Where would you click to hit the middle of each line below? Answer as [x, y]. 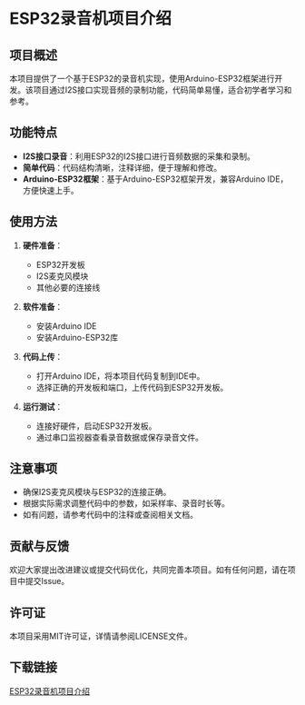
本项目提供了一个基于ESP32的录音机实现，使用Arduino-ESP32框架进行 [142, 79]
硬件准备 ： [43, 245]
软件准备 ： [43, 306]
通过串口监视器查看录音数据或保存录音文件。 [120, 437]
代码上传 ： [43, 356]
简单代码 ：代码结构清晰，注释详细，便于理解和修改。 [122, 167]
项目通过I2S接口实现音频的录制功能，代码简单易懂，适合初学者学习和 [162, 90]
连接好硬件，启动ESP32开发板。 [96, 426]
